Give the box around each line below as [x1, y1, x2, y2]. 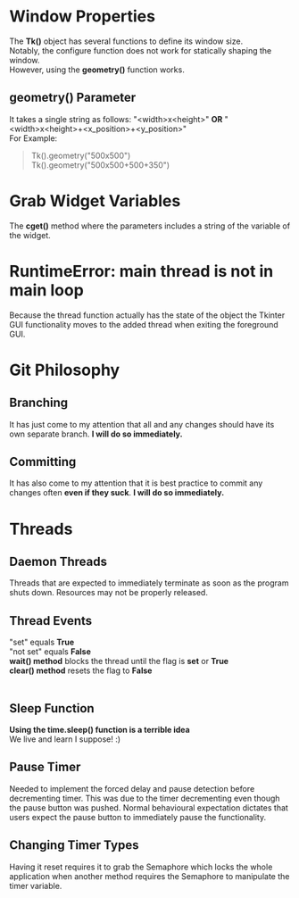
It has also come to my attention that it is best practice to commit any [9, 478, 263, 488]
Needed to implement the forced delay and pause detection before [9, 783, 255, 794]
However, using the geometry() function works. [9, 64, 185, 75]
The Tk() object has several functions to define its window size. [9, 36, 244, 46]
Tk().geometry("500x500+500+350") [30, 159, 170, 170]
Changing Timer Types [9, 837, 139, 853]
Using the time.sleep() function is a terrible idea [9, 725, 190, 736]
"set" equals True [9, 636, 75, 648]
